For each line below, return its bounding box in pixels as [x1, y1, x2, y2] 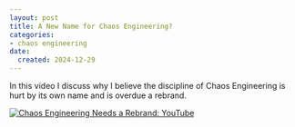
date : [9, 47, 30, 56]
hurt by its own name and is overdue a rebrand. [9, 90, 187, 101]
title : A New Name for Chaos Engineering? [9, 22, 173, 31]
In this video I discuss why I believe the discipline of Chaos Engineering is [9, 81, 286, 91]
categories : [9, 30, 55, 39]
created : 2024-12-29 [17, 55, 96, 64]
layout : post [9, 13, 59, 23]
